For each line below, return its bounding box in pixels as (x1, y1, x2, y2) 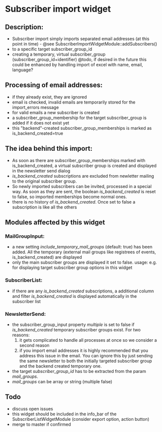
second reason (19, 342, 50, 348)
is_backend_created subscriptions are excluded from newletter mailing (12, 173, 154, 179)
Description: (5, 23, 44, 31)
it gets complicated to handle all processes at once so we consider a (19, 337, 157, 343)
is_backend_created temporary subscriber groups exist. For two (12, 327, 141, 332)
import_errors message (12, 104, 59, 110)
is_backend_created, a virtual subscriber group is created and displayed (12, 163, 157, 168)
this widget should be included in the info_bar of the (12, 411, 117, 417)
